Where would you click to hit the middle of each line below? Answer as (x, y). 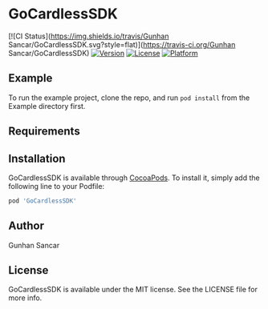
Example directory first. (47, 106)
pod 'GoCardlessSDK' (43, 201)
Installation (37, 158)
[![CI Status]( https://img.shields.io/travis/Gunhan (89, 36)
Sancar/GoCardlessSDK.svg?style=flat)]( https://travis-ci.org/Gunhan (122, 44)
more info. (25, 298)
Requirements (44, 132)
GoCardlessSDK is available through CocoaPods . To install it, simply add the (134, 178)
